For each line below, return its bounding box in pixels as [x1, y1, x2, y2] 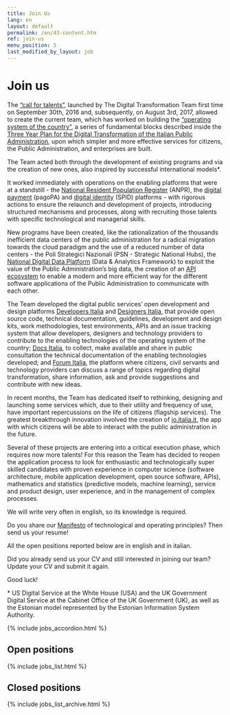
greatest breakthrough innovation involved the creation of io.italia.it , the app [7, 415, 222, 423]
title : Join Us [7, 10, 51, 17]
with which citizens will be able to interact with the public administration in [7, 422, 218, 431]
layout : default [7, 23, 54, 30]
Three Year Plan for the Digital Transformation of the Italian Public [7, 130, 194, 138]
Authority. [7, 611, 36, 619]
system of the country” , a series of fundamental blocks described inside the [7, 122, 222, 130]
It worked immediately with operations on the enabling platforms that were [7, 178, 218, 186]
